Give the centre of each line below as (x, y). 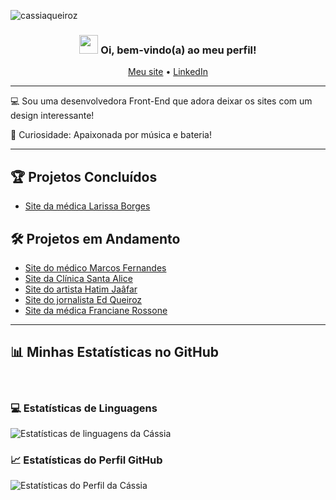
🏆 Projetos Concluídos (84, 176)
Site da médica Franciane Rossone (96, 310)
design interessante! (52, 116)
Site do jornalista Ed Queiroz (83, 299)
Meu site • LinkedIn (168, 72)
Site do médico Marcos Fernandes (95, 267)
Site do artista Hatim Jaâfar (81, 289)
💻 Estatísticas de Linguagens (84, 408)
